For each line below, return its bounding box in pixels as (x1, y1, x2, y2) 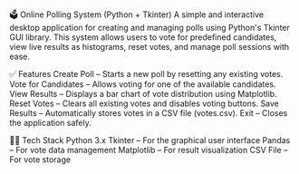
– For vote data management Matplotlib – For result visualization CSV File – (9, 145, 288, 155)
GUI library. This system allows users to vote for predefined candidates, (9, 32, 277, 43)
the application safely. (9, 118, 92, 128)
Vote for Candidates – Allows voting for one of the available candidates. (9, 79, 276, 90)
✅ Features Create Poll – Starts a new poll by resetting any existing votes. (9, 69, 284, 79)
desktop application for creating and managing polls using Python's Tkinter (9, 23, 290, 33)
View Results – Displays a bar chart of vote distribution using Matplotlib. (9, 89, 278, 99)
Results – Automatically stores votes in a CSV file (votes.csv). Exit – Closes (9, 108, 288, 118)
